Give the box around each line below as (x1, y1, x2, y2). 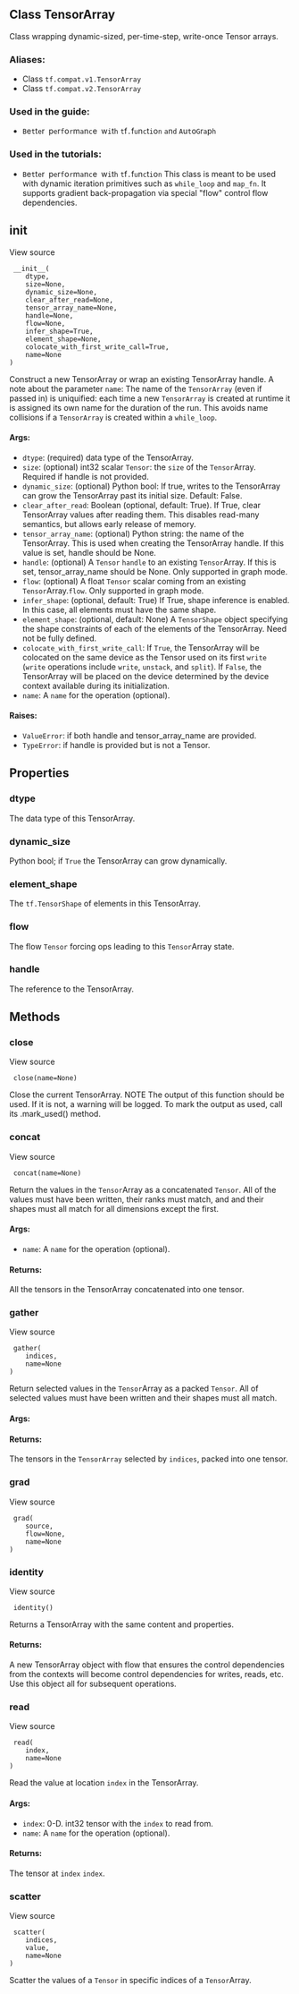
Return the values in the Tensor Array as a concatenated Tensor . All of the (9, 1184, 277, 1195)
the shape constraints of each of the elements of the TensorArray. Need (21, 623, 287, 634)
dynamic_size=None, (25, 287, 98, 296)
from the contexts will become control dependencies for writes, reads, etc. (9, 1669, 284, 1680)
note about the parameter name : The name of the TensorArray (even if (9, 383, 262, 394)
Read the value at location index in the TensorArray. (9, 1777, 199, 1788)
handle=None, (25, 311, 74, 320)
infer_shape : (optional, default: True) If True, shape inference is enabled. (21, 594, 290, 605)
